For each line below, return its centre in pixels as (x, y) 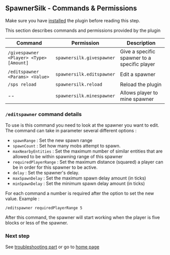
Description (141, 43)
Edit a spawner (138, 74)
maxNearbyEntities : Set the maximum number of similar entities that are (88, 151)
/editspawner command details (44, 114)
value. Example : (22, 199)
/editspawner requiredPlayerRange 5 (44, 208)
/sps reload (22, 84)
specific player (138, 64)
